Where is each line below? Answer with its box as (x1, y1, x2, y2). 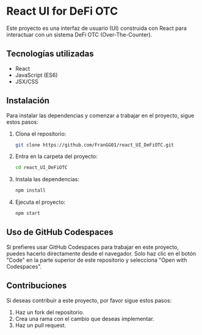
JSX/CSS (15, 77, 38, 85)
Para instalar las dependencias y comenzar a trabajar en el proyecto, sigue (6, 112, 194, 119)
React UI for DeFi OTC (6, 4, 118, 18)
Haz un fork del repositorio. (15, 308, 84, 315)
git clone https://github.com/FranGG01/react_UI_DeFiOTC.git (15, 142, 175, 148)
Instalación (6, 96, 50, 106)
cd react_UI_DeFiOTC (15, 165, 68, 171)
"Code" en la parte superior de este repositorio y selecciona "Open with (6, 256, 187, 264)
